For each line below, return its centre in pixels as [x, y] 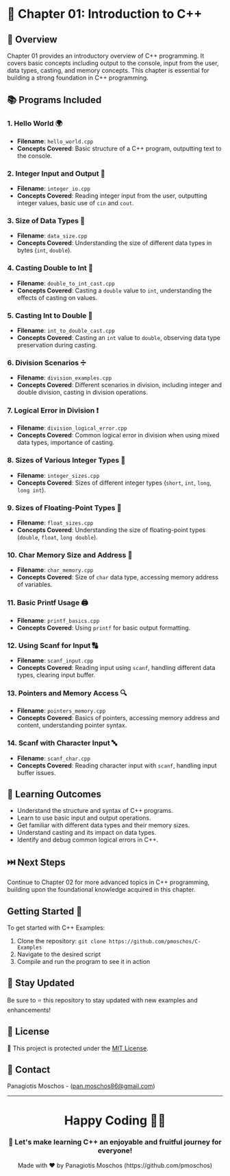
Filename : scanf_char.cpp [54, 758]
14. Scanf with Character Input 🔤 [62, 743]
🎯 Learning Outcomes [54, 794]
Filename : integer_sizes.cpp [58, 475]
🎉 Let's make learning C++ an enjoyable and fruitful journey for [115, 1142]
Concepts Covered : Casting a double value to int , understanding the [114, 290]
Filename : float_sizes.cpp [55, 523]
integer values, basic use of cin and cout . [76, 203]
